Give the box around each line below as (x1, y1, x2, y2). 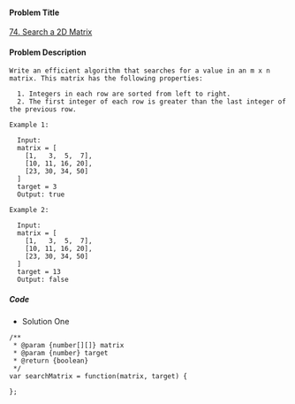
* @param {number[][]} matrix (12, 341, 125, 350)
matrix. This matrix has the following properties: (9, 74, 203, 83)
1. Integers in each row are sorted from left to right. (17, 89, 231, 99)
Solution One (21, 316, 70, 327)
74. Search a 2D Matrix (9, 27, 93, 37)
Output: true (17, 190, 65, 199)
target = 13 (17, 268, 62, 277)
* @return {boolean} (12, 356, 89, 366)
